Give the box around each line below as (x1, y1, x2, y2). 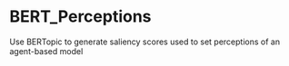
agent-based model (9, 45, 84, 56)
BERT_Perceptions (9, 6, 152, 27)
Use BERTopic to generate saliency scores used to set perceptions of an (9, 36, 280, 47)
